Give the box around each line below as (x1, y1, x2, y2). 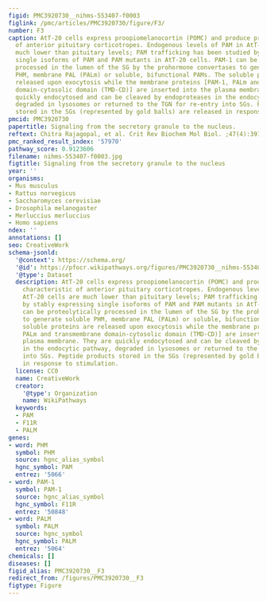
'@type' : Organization (22, 389, 98, 397)
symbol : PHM (15, 448, 56, 456)
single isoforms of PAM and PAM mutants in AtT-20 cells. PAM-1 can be (15, 57, 258, 64)
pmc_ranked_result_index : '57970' (8, 137, 123, 146)
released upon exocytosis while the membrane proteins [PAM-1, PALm (15, 78, 247, 86)
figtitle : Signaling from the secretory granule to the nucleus (8, 160, 226, 168)
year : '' (8, 167, 37, 175)
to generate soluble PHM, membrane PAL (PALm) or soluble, (22, 315, 222, 323)
